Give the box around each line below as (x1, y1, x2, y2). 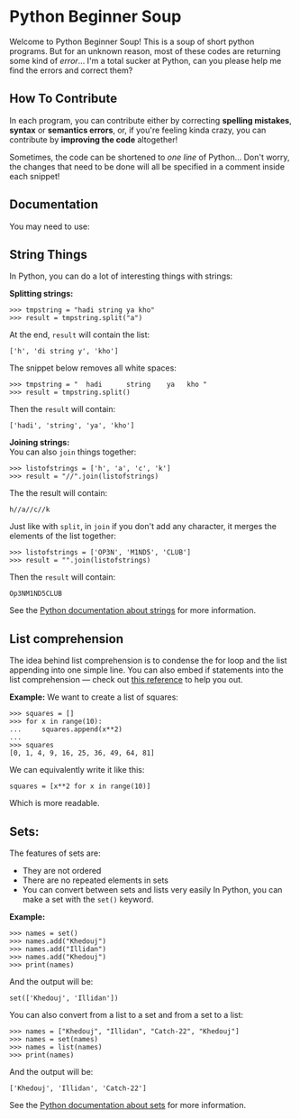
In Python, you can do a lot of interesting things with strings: (9, 271, 233, 281)
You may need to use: (9, 221, 90, 232)
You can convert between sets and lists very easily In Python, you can (22, 885, 283, 894)
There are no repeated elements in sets (22, 875, 169, 885)
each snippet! (9, 170, 60, 181)
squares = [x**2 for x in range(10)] (9, 782, 151, 791)
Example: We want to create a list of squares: (9, 692, 178, 702)
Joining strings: (9, 437, 70, 448)
